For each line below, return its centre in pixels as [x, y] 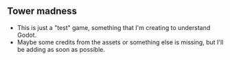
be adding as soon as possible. [61, 49]
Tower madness [42, 11]
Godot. [27, 35]
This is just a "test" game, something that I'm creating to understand [114, 27]
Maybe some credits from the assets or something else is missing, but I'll [120, 42]
